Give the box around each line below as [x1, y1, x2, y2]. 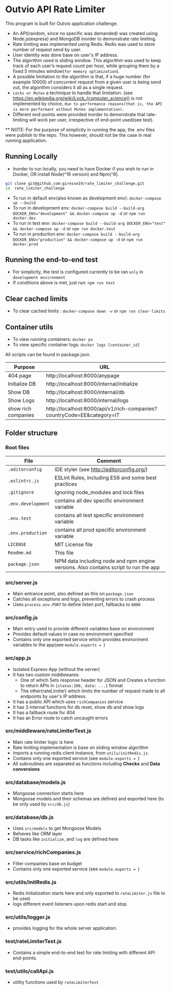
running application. [5, 137, 47, 143]
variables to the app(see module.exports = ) [12, 642, 105, 648]
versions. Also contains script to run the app [54, 564, 160, 571]
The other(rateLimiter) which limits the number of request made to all [20, 688, 165, 694]
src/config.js [5, 614, 38, 621]
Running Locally [5, 152, 58, 161]
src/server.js [5, 579, 38, 586]
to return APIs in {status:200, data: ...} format [20, 682, 123, 688]
